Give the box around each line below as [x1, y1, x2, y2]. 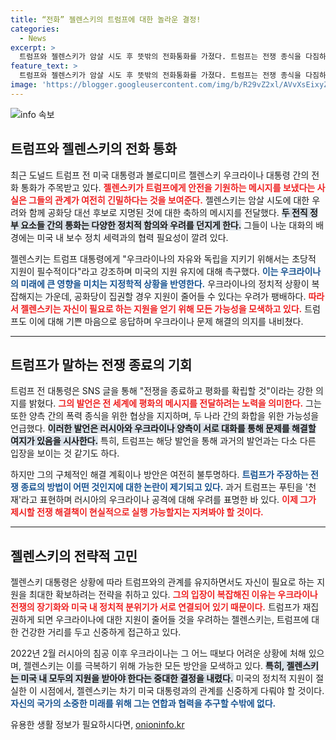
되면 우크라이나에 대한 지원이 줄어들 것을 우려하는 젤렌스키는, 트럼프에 [36, 614, 310, 626]
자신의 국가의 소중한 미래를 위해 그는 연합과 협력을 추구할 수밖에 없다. [10, 697, 277, 710]
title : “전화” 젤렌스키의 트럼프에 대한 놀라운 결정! [10, 14, 202, 25]
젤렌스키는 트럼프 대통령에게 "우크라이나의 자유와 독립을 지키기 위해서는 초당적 [10, 252, 317, 265]
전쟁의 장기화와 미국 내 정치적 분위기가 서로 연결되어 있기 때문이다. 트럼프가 [10, 601, 301, 613]
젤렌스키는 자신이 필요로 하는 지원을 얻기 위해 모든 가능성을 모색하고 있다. [20, 302, 303, 315]
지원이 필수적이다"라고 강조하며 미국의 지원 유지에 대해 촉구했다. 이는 [10, 265, 279, 277]
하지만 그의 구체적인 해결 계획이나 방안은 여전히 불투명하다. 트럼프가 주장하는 [10, 469, 309, 481]
